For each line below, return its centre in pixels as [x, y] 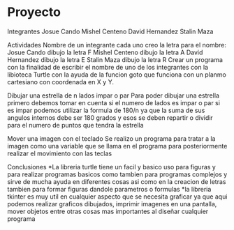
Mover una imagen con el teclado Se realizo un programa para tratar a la [111, 138]
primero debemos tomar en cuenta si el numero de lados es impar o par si [114, 102]
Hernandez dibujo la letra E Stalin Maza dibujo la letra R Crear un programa [115, 59]
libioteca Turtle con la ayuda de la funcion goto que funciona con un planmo [117, 75]
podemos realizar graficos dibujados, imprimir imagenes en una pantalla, [112, 204]
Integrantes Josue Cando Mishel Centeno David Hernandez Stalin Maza [110, 31]
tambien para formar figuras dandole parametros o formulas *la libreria [109, 189]
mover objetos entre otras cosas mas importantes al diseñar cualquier [108, 211]
